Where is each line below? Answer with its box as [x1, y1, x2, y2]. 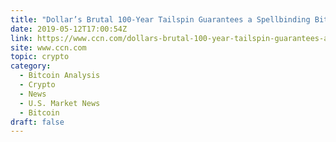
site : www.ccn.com [10, 42, 87, 53]
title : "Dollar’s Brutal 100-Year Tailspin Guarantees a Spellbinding [10, 14, 311, 25]
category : [10, 61, 52, 71]
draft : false [10, 117, 65, 127]
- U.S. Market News [19, 98, 101, 108]
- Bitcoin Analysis [19, 71, 101, 81]
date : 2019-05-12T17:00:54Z [10, 24, 128, 34]
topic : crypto [10, 52, 70, 62]
